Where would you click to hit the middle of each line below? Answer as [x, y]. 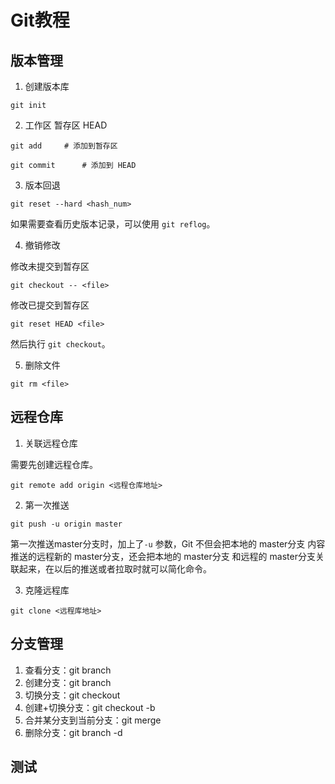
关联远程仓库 [51, 443]
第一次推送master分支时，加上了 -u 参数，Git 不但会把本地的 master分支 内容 [168, 543]
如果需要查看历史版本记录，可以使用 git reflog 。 [113, 224]
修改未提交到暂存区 [50, 266]
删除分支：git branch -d [73, 732]
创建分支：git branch [68, 682]
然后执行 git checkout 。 [60, 344]
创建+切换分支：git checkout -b [90, 707]
